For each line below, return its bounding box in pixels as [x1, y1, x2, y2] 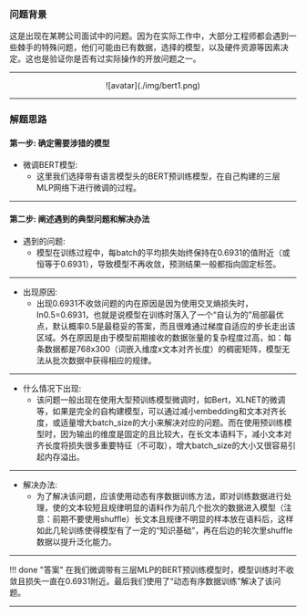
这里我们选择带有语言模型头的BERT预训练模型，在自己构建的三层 [36, 171, 280, 182]
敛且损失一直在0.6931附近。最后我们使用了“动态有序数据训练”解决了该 [9, 575, 273, 586]
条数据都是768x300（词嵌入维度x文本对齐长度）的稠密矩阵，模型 [36, 343, 282, 354]
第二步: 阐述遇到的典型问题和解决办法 [9, 214, 150, 224]
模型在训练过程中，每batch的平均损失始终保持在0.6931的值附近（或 [36, 246, 291, 257]
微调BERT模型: [22, 160, 78, 171]
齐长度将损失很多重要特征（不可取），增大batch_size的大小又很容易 [36, 440, 289, 451]
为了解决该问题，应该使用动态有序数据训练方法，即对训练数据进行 [36, 490, 284, 501]
